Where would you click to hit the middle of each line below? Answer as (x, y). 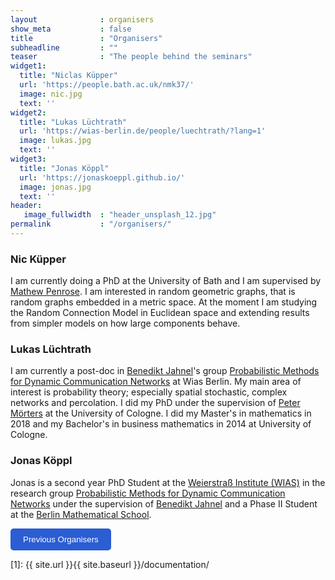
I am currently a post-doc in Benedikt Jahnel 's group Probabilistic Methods (165, 371)
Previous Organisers (61, 539)
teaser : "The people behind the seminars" (131, 57)
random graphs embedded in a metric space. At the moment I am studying (164, 302)
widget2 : (28, 112)
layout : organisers (82, 19)
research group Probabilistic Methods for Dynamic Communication (148, 493)
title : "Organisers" (86, 38)
